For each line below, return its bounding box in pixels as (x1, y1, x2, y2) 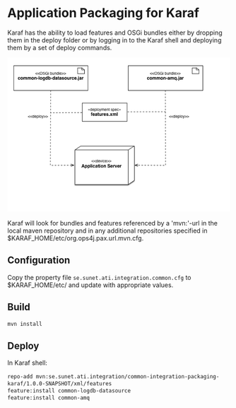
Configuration (7, 255, 71, 267)
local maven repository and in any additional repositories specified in (7, 226, 208, 235)
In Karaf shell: (7, 359, 48, 367)
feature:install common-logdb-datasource (7, 387, 131, 395)
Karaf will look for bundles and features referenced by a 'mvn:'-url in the (7, 218, 218, 227)
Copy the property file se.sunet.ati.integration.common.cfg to (7, 273, 191, 281)
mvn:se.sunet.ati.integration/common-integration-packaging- (35, 373, 220, 380)
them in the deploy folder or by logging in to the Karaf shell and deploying (7, 35, 222, 44)
